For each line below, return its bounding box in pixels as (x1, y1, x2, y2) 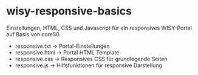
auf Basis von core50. (6, 30, 61, 37)
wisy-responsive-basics (6, 4, 132, 18)
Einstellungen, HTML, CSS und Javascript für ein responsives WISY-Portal (6, 24, 193, 31)
